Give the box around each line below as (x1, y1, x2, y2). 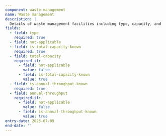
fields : (5, 26, 21, 31)
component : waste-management (5, 7, 66, 12)
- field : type (9, 30, 39, 35)
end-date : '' (5, 123, 32, 128)
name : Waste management (5, 12, 55, 17)
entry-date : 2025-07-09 (5, 118, 55, 124)
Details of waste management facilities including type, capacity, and (9, 21, 162, 26)
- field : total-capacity (9, 53, 61, 59)
